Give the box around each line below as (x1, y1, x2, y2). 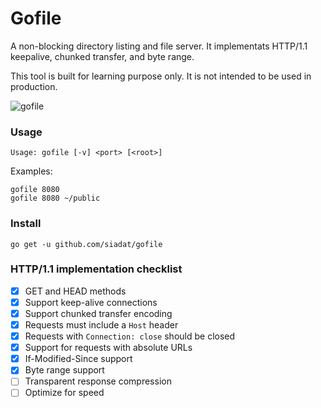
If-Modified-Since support (24, 353, 133, 365)
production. (10, 80, 58, 92)
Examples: (10, 165, 53, 177)
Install (10, 217, 42, 231)
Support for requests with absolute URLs (24, 342, 193, 354)
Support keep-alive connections (24, 296, 158, 308)
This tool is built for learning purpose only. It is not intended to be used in (10, 70, 312, 82)
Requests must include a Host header (24, 319, 179, 331)
